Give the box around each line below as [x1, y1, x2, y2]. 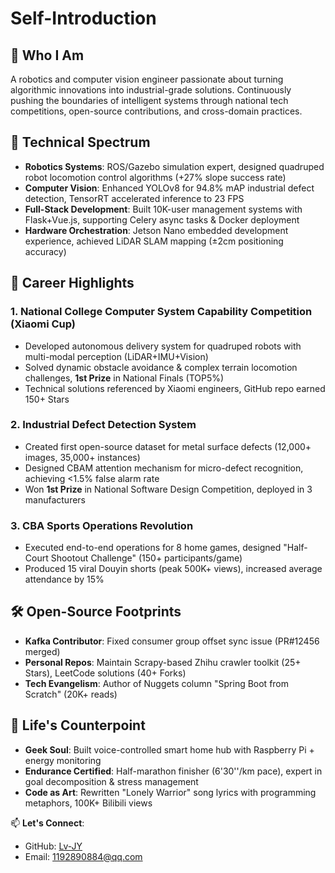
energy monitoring [24, 754, 102, 766]
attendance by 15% [24, 573, 105, 586]
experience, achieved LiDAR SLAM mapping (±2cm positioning [24, 235, 284, 247]
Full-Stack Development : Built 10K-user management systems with [24, 203, 303, 215]
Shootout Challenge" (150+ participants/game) [50, 552, 243, 564]
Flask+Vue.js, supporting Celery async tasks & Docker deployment [24, 213, 300, 226]
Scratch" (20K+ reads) [24, 688, 118, 700]
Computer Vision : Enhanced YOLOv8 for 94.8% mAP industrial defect [24, 182, 315, 194]
